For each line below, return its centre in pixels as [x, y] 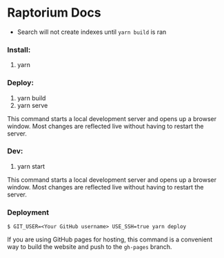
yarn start [31, 166]
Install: [19, 50]
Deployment [28, 212]
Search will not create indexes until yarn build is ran [92, 32]
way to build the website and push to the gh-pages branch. [90, 247]
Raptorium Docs [54, 13]
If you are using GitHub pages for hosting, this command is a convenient [110, 239]
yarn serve [32, 105]
